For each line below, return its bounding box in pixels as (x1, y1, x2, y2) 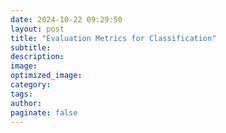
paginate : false (10, 107, 78, 118)
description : (10, 52, 65, 62)
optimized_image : (10, 71, 83, 81)
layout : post (10, 24, 65, 34)
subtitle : (10, 42, 52, 53)
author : (10, 98, 43, 108)
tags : (10, 89, 33, 99)
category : (10, 80, 52, 90)
